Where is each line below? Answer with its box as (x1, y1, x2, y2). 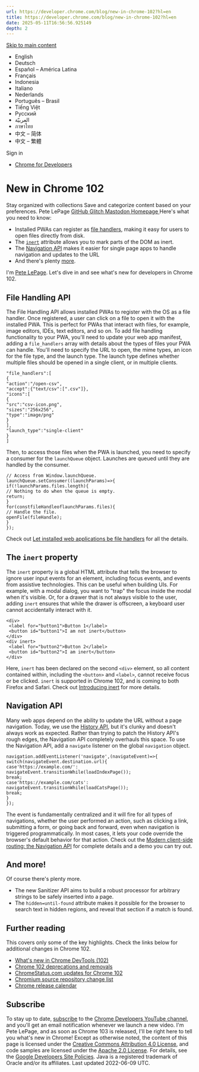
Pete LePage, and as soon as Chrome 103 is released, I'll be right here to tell (6, 1028, 192, 1035)
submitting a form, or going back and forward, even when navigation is (6, 823, 179, 830)
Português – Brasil (14, 98, 60, 105)
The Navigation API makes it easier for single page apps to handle (14, 245, 176, 252)
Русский (14, 110, 37, 117)
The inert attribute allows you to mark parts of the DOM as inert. (14, 239, 174, 246)
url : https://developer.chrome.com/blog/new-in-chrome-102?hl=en (6, 8, 171, 15)
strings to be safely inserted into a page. (14, 893, 114, 901)
